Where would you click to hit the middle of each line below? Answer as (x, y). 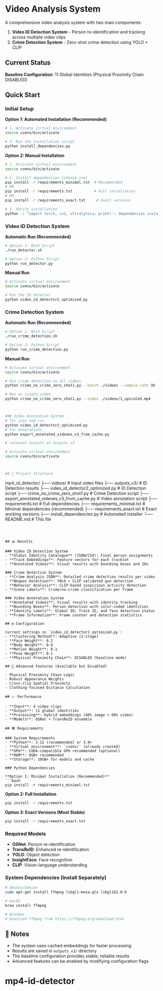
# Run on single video (28, 394)
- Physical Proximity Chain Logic (40, 675)
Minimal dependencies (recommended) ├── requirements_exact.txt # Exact (81, 509)
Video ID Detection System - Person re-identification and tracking (79, 32)
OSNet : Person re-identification (44, 844)
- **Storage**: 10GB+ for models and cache (50, 759)
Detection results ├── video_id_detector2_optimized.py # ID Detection (76, 488)
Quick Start (23, 95)
